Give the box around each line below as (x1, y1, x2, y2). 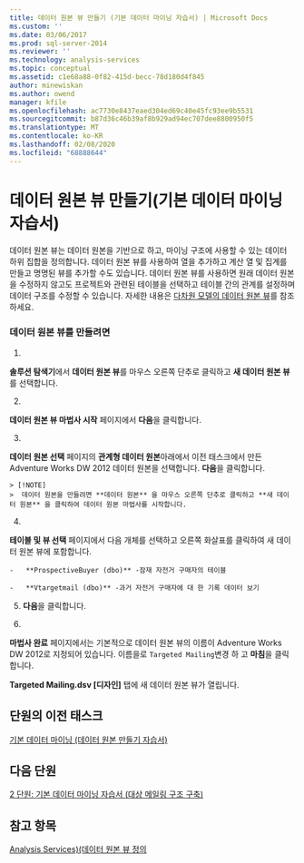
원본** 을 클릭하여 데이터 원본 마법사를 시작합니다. (19, 500, 188, 509)
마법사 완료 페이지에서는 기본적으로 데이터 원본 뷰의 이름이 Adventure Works (9, 637, 283, 648)
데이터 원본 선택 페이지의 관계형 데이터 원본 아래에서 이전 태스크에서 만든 (9, 451, 263, 462)
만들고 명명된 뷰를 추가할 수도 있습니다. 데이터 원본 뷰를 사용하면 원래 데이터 (9, 267, 279, 278)
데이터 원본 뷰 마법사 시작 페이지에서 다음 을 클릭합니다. (9, 414, 202, 425)
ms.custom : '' (9, 22, 64, 31)
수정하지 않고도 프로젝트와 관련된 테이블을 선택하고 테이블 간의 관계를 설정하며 (18, 279, 296, 289)
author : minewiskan (9, 81, 83, 90)
